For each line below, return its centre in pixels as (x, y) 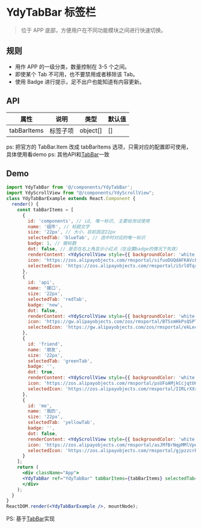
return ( (28, 467)
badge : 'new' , (45, 305)
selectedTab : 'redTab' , (57, 299)
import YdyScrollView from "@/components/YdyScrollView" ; (80, 193)
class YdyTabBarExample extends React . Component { (71, 199)
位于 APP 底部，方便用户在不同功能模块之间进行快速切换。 (93, 30)
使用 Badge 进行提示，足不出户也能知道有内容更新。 (80, 81)
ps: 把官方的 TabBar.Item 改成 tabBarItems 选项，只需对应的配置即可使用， (99, 147)
